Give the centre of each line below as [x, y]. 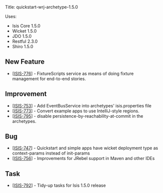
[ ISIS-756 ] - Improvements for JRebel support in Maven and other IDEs [83, 158]
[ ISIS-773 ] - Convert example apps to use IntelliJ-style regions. [76, 111]
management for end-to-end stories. [49, 79]
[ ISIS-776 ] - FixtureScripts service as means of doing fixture [73, 73]
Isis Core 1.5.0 [26, 26]
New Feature [25, 62]
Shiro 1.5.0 [22, 46]
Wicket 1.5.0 [24, 31]
